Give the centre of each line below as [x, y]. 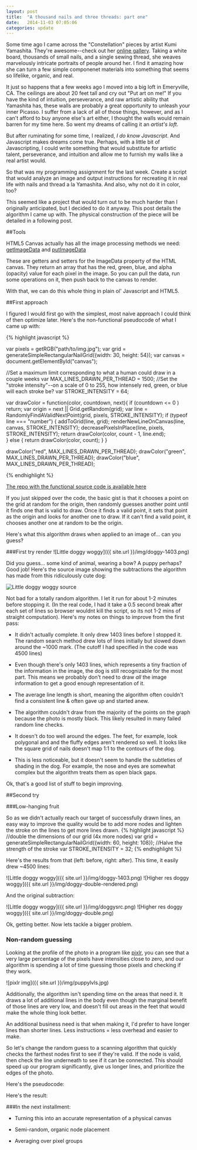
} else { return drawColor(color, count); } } [57, 440]
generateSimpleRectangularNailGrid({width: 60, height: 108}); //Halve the [94, 843]
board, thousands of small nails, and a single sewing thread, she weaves [94, 57]
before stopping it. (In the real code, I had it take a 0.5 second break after [94, 605]
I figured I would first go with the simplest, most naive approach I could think [98, 314]
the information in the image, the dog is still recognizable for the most [98, 671]
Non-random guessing [39, 940]
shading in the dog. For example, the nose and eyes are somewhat [95, 766]
